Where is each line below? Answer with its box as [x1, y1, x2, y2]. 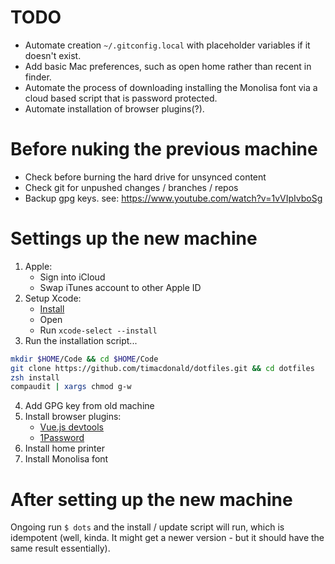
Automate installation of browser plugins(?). [24, 102, 205, 115]
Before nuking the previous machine [10, 138, 318, 161]
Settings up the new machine [10, 227, 258, 250]
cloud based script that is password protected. [24, 92, 218, 104]
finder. [24, 71, 52, 83]
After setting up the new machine [10, 488, 293, 511]
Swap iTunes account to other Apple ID [39, 281, 202, 293]
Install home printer [24, 442, 105, 455]
